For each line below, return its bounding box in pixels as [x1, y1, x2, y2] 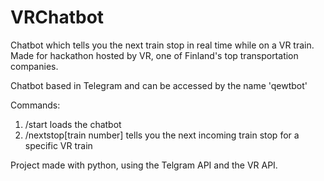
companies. [10, 60, 59, 72]
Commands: [10, 99, 61, 111]
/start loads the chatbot [24, 118, 122, 130]
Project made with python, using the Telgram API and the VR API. [10, 159, 278, 171]
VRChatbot [10, 6, 105, 29]
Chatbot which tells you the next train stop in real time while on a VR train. [10, 39, 315, 51]
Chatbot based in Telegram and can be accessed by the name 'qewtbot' [10, 79, 308, 91]
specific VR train [24, 139, 93, 151]
